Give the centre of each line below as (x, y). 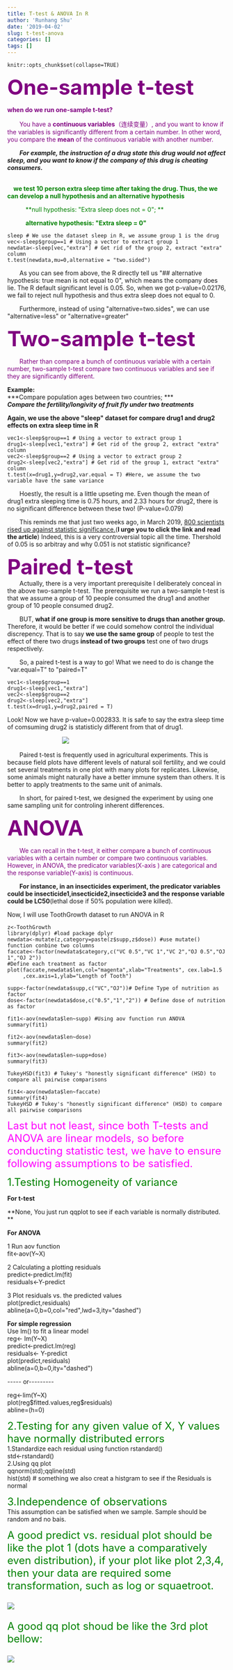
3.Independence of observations (87, 1502)
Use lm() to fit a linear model (48, 1331)
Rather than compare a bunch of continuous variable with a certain (115, 361)
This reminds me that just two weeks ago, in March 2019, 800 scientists (122, 522)
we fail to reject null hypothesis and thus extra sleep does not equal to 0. (111, 295)
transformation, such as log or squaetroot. (111, 1585)
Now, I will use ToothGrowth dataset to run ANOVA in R (86, 914)
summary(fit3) (28, 1061)
